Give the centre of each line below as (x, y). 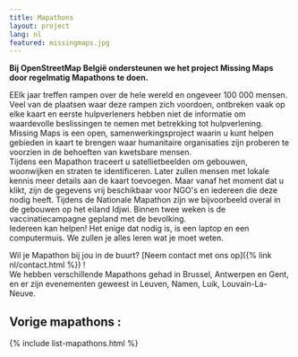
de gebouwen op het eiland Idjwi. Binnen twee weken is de (118, 209)
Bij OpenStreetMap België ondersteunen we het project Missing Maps (141, 68)
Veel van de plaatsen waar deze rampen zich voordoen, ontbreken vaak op (147, 105)
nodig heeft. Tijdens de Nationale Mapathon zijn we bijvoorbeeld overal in (145, 200)
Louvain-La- (245, 284)
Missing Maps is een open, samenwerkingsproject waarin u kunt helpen (142, 133)
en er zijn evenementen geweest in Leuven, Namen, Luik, (115, 284)
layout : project (39, 26)
